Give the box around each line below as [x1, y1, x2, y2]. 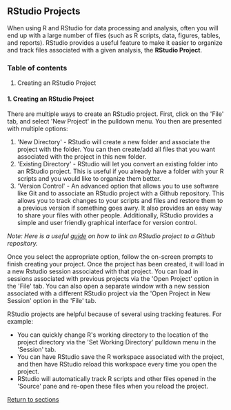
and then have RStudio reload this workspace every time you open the [17, 360, 217, 369]
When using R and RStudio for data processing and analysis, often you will [7, 23, 219, 32]
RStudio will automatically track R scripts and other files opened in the [17, 375, 217, 383]
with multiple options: [7, 124, 68, 133]
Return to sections [7, 396, 59, 404]
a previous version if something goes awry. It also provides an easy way [17, 204, 222, 213]
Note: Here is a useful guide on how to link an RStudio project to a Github [7, 232, 216, 240]
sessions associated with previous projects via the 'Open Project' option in [7, 275, 219, 283]
